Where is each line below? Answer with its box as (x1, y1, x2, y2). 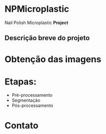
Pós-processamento (11, 103, 54, 108)
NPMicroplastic (4, 3, 70, 15)
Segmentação (11, 97, 40, 104)
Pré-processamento (11, 92, 53, 98)
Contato (4, 120, 39, 131)
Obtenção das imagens (4, 54, 102, 65)
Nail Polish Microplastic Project (4, 20, 69, 26)
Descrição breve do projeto (4, 34, 90, 42)
